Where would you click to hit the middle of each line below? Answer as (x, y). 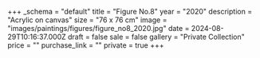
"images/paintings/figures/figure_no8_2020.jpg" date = (98, 28)
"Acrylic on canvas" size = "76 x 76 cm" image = (87, 20)
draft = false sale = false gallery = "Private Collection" (156, 37)
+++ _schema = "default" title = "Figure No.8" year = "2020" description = (130, 12)
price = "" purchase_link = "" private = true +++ (86, 45)
